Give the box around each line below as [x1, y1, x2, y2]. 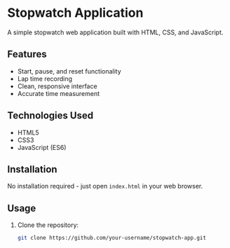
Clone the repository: [17, 221, 79, 229]
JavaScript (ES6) [17, 143, 67, 151]
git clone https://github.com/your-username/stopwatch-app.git [17, 235, 207, 242]
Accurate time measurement [17, 89, 100, 97]
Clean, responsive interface [17, 82, 97, 90]
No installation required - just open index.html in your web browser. [7, 182, 203, 191]
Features [7, 48, 47, 60]
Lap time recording [17, 74, 72, 83]
